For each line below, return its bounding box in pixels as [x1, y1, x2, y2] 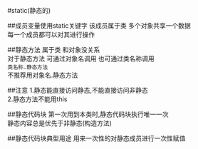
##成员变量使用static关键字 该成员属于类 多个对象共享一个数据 [7, 21, 191, 30]
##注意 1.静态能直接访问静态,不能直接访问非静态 [7, 86, 148, 94]
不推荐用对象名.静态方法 [7, 71, 78, 79]
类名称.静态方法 [7, 63, 48, 71]
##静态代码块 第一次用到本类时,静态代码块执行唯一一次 [7, 110, 169, 118]
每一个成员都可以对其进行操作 [7, 31, 95, 38]
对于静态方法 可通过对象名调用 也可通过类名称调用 [7, 54, 155, 63]
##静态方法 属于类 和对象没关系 [7, 46, 100, 53]
